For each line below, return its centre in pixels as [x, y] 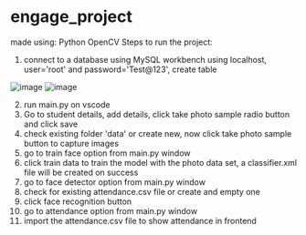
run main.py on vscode [67, 104]
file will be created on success [81, 172]
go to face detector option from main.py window [115, 182]
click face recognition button [78, 201]
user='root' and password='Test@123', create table [120, 69]
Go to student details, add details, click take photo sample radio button [157, 114]
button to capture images [71, 143]
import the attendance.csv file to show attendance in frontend [140, 220]
